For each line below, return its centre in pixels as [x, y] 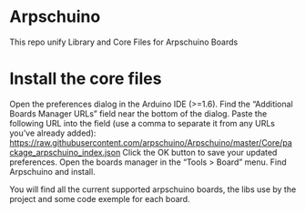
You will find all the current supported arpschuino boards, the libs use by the [153, 189]
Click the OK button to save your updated [200, 152]
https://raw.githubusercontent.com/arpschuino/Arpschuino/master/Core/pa [151, 142]
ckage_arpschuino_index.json [65, 152]
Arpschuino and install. [52, 171]
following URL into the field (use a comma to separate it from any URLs [142, 123]
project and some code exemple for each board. [100, 198]
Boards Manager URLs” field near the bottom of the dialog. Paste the [138, 113]
